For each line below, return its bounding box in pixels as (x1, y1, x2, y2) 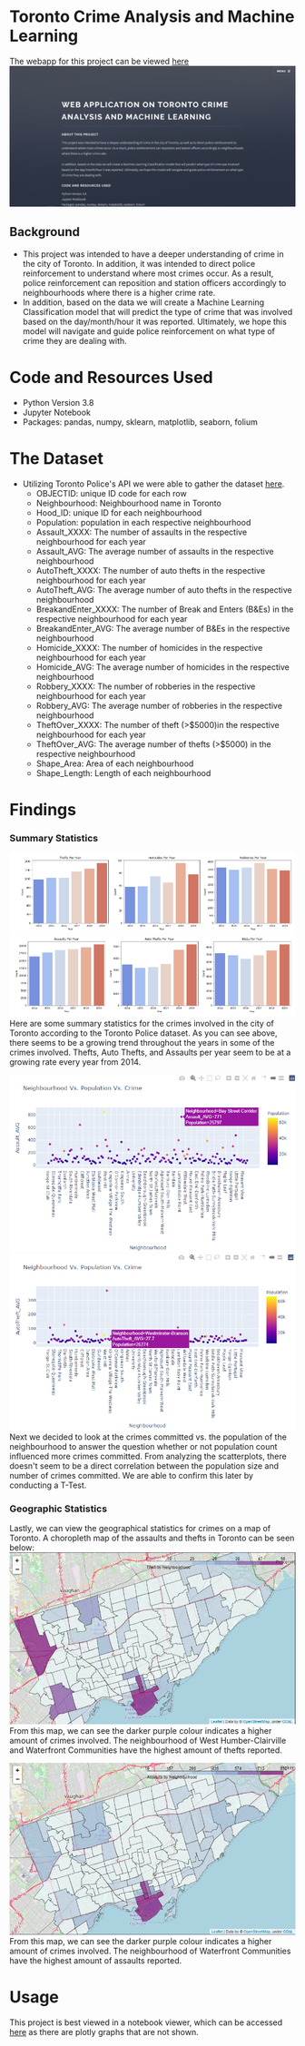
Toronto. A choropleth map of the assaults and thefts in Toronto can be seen (9, 1532, 295, 1544)
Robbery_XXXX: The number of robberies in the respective (35, 681, 256, 692)
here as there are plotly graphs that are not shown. (9, 2026, 200, 2037)
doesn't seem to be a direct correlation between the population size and (9, 1461, 280, 1471)
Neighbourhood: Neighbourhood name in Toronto (35, 497, 222, 508)
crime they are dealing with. (22, 335, 127, 346)
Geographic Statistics (9, 1502, 107, 1515)
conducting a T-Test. (9, 1480, 87, 1490)
